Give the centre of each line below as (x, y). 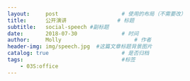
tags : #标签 (72, 60)
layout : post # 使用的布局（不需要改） (97, 14)
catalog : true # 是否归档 (78, 54)
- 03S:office (39, 66)
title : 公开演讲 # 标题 (71, 20)
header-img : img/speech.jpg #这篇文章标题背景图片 (80, 46)
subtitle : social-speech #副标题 (58, 27)
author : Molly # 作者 (79, 40)
